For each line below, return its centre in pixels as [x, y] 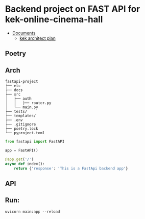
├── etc [13, 86]
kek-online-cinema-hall [54, 19]
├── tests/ [16, 112]
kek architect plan [37, 38]
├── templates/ [21, 116]
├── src [13, 95]
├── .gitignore [21, 124]
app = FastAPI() [22, 150]
